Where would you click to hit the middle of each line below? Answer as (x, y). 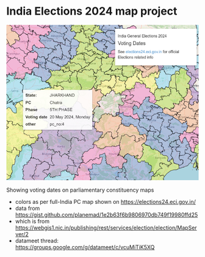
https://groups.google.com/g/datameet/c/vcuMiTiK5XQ (85, 247)
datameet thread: (37, 241)
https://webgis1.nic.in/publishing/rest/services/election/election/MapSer (106, 228)
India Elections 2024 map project (92, 11)
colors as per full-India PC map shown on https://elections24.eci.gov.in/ (106, 201)
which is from (32, 221)
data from (27, 208)
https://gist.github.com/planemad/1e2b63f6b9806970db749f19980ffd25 (106, 214)
